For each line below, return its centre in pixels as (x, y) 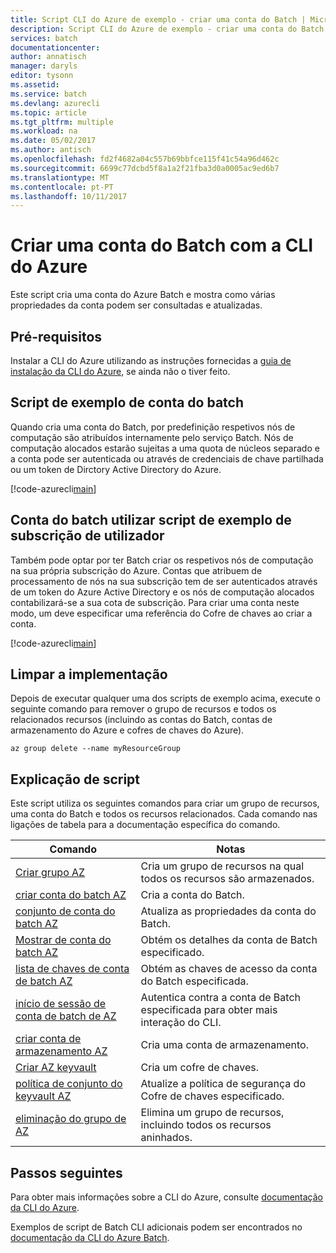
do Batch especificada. (194, 981)
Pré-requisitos (56, 336)
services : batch (44, 38)
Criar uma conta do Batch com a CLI (162, 245)
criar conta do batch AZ (71, 895)
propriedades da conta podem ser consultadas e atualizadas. (136, 305)
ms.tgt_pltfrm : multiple (62, 122)
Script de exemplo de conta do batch (127, 402)
